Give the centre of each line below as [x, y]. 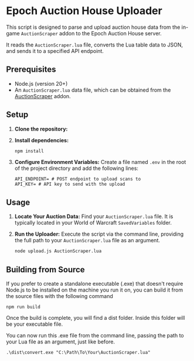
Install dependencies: [42, 140]
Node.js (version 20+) [41, 83]
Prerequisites [31, 70]
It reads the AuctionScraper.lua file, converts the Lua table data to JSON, [95, 45]
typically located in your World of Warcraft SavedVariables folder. [93, 223]
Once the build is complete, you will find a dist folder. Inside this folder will [96, 317]
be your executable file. [35, 324]
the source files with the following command [59, 296]
